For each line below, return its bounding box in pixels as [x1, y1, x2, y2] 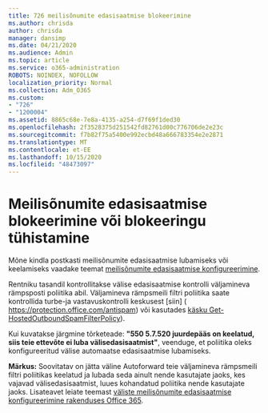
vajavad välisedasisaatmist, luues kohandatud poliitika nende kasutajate [8, 379, 246, 388]
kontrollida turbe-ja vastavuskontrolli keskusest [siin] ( [8, 297, 187, 307]
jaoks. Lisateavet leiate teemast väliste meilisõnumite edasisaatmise [8, 387, 232, 397]
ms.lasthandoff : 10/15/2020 [8, 153, 102, 161]
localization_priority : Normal [8, 78, 113, 86]
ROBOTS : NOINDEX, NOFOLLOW [8, 71, 98, 79]
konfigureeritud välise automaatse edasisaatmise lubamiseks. [8, 346, 211, 356]
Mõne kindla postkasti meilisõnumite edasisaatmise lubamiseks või [8, 255, 229, 265]
